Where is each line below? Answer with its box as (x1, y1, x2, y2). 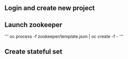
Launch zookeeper (4, 20, 63, 29)
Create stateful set (4, 48, 63, 56)
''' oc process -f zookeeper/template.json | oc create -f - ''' (4, 34, 124, 39)
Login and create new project (4, 4, 95, 12)
